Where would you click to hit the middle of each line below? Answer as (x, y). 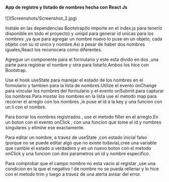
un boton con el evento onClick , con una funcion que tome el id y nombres (83, 122)
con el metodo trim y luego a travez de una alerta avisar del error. (73, 174)
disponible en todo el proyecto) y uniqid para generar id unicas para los (79, 33)
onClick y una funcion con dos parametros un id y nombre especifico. (78, 154)
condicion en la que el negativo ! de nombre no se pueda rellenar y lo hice (82, 169)
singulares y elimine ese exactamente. (45, 128)
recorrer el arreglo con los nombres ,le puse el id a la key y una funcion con (84, 102)
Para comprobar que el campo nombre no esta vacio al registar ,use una (80, 163)
